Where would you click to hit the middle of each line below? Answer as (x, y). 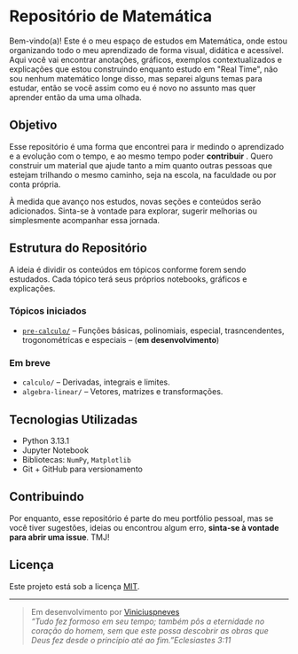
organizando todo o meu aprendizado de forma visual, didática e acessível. (146, 50)
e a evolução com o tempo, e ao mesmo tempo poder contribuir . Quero (141, 156)
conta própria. (35, 184)
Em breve (30, 362)
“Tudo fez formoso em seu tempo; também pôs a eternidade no (148, 621)
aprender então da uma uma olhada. (75, 97)
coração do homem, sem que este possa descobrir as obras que (149, 630)
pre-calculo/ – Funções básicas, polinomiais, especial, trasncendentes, (153, 331)
